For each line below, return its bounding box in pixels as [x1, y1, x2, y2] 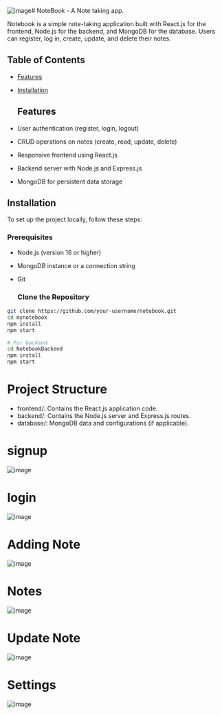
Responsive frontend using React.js [16, 151, 118, 159]
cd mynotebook [7, 313, 48, 321]
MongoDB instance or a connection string [16, 261, 135, 269]
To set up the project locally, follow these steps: [7, 215, 143, 223]
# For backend [7, 339, 48, 346]
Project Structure [7, 382, 108, 397]
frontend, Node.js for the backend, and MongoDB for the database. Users [7, 27, 216, 35]
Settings [7, 677, 56, 692]
